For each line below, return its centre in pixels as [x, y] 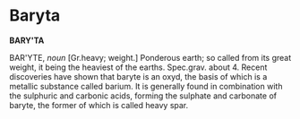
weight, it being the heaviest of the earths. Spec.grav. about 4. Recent [138, 67]
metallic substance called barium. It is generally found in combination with [146, 86]
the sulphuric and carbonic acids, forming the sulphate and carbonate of [143, 96]
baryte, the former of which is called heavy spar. [99, 105]
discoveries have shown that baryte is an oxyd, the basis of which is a [138, 76]
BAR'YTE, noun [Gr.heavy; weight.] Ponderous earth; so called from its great [150, 57]
